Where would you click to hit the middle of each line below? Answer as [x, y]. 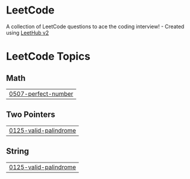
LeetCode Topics [48, 57]
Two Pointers [31, 115]
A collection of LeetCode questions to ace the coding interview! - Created [95, 26]
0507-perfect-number [41, 93]
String [18, 151]
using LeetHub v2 [28, 32]
